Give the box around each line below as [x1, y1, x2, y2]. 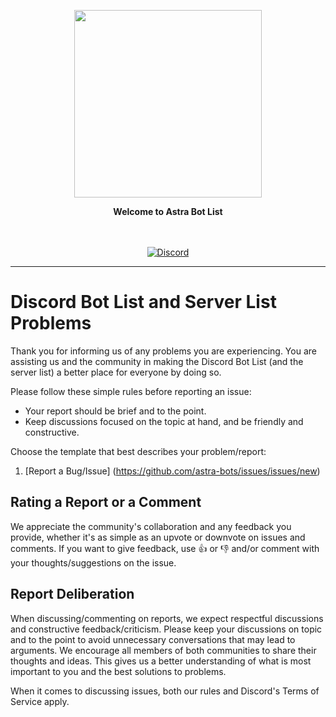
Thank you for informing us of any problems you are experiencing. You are [10, 345, 317, 357]
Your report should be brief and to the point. [24, 405, 207, 417]
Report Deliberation [10, 586, 135, 603]
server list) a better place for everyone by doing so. [10, 366, 222, 378]
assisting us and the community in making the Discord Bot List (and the [10, 355, 304, 367]
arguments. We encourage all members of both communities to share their [10, 644, 317, 656]
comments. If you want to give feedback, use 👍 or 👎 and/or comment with [10, 542, 320, 554]
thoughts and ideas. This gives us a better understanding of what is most [10, 655, 312, 667]
